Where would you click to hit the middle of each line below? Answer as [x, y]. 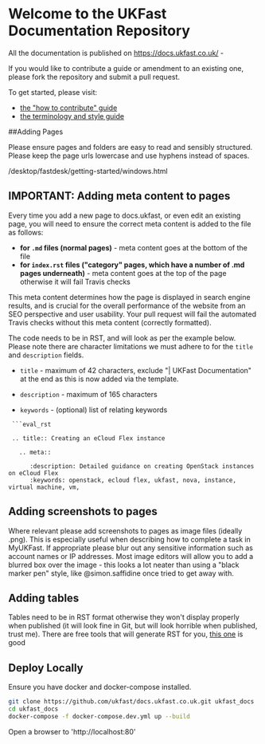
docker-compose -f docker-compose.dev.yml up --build [99, 716]
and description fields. [46, 355]
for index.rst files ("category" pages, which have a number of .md [132, 265]
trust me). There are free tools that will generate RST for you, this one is [126, 634]
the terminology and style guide [72, 116]
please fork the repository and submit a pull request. [94, 77]
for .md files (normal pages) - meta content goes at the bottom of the [134, 247]
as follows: [26, 232]
